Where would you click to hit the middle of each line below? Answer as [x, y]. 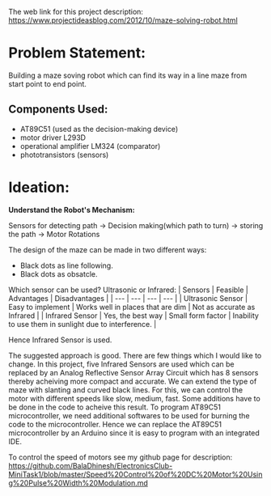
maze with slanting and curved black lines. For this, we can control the [126, 390]
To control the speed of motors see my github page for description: [121, 457]
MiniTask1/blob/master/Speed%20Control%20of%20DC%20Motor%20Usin [135, 474]
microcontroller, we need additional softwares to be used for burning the [129, 415]
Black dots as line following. [66, 265]
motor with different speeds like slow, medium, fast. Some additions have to [134, 398]
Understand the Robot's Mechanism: [72, 210]
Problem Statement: [77, 53]
